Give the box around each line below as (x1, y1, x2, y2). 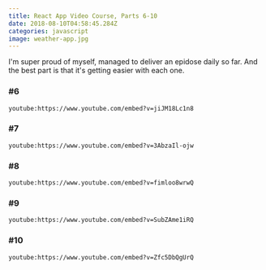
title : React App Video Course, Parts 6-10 (8, 11, 158, 20)
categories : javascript (8, 27, 89, 35)
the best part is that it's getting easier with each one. (8, 66, 185, 76)
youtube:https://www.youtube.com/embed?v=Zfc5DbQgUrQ (8, 253, 195, 261)
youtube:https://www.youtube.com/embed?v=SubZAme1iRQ (8, 216, 195, 224)
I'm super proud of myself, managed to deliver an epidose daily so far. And (8, 57, 258, 67)
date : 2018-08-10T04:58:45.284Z (8, 20, 118, 28)
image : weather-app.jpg (8, 34, 89, 43)
